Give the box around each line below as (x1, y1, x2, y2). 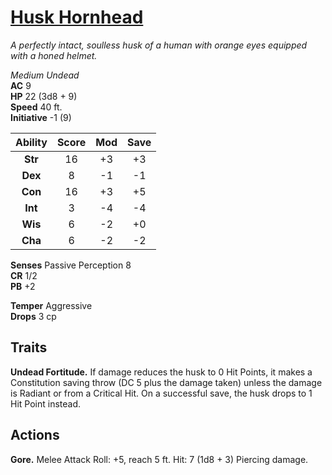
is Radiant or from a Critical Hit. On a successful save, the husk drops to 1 (10, 387, 313, 399)
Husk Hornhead (10, 6, 144, 29)
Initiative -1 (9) (10, 111, 72, 123)
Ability (15, 135, 48, 149)
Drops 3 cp (10, 310, 57, 322)
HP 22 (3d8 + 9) (10, 90, 78, 102)
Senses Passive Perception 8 (10, 259, 132, 271)
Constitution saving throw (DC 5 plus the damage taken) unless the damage (10, 376, 323, 388)
